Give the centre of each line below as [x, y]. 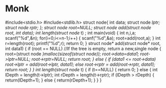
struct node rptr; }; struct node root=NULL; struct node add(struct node [78, 27]
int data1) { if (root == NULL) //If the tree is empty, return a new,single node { [83, 48]
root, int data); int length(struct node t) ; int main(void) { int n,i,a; [71, 33]
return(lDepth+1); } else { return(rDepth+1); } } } [54, 80]
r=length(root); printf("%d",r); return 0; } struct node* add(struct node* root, [83, 43]
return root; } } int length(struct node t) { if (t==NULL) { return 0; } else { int [81, 69]
